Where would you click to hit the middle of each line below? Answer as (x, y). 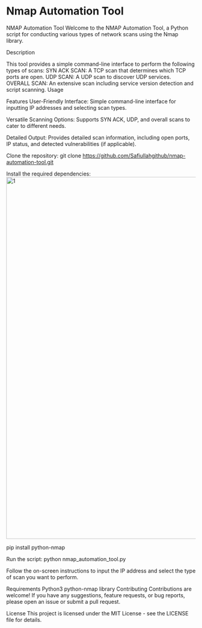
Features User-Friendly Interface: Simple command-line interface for (91, 101)
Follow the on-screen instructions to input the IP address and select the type (101, 571)
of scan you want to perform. (42, 577)
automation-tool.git (30, 162)
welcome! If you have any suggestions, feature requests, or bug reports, (96, 595)
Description (20, 52)
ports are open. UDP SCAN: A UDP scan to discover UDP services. (89, 77)
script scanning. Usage (35, 89)
